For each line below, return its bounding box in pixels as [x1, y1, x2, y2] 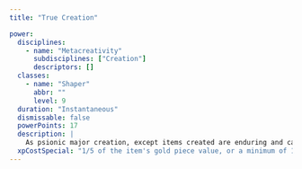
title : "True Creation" [9, 13, 99, 22]
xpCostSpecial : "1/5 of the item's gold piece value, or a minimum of [17, 147, 288, 156]
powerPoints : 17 [17, 121, 78, 130]
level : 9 [32, 96, 67, 105]
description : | [17, 129, 75, 139]
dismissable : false [17, 113, 91, 122]
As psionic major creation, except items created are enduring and [25, 138, 283, 147]
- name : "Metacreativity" [25, 46, 123, 55]
